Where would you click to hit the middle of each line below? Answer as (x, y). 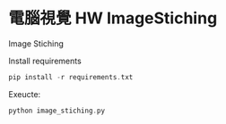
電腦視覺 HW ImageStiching (113, 18)
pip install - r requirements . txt (71, 77)
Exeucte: (25, 94)
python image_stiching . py (56, 111)
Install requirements (45, 61)
